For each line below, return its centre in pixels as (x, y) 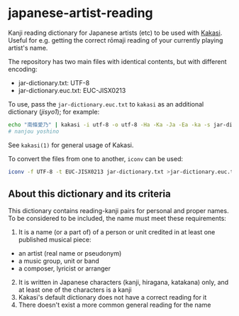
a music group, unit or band (59, 261)
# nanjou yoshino (34, 131)
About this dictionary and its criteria (89, 194)
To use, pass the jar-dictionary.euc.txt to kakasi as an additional (106, 104)
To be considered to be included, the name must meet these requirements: (117, 219)
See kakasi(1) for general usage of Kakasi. (71, 145)
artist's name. (28, 48)
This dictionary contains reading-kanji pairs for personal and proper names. (118, 211)
